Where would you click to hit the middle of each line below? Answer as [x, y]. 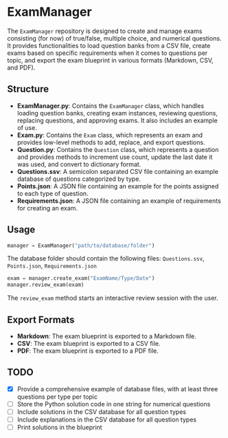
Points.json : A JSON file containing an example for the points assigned [118, 186]
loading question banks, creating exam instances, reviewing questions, [117, 113]
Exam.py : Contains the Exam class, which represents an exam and [110, 135]
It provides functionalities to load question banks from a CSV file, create [109, 45]
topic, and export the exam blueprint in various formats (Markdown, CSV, [110, 60]
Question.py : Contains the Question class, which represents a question [118, 149]
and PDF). [21, 67]
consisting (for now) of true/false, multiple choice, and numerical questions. [114, 38]
